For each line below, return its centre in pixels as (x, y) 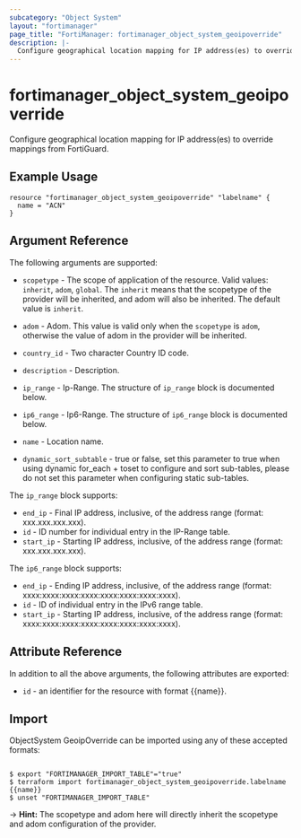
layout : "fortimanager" (54, 26)
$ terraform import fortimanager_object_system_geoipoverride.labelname (148, 782)
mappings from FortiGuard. (59, 149)
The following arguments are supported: (84, 262)
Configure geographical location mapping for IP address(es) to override (141, 139)
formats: (25, 750)
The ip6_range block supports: (66, 568)
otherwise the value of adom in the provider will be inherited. (134, 335)
